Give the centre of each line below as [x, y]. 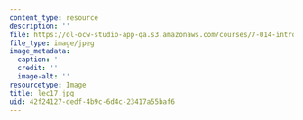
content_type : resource [54, 18]
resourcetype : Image [48, 85]
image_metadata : [40, 51]
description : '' [40, 26]
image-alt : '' [44, 77]
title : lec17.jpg [42, 93]
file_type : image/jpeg [52, 43]
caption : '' [40, 60]
